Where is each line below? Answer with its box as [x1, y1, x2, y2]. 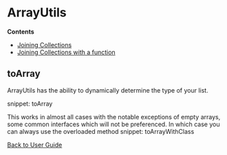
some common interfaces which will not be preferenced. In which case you [7, 120, 220, 128]
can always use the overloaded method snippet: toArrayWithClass [7, 127, 195, 135]
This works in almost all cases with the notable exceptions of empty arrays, [7, 112, 221, 121]
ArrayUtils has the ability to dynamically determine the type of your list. [7, 86, 208, 94]
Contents [7, 27, 34, 36]
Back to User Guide [7, 141, 63, 149]
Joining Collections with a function [17, 48, 116, 56]
